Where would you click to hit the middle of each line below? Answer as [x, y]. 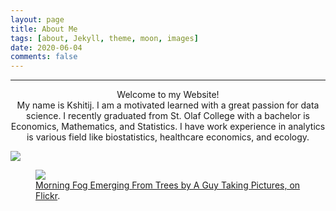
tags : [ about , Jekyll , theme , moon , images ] [104, 38]
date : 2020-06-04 [46, 47]
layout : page [37, 19]
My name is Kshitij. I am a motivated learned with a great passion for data [168, 105]
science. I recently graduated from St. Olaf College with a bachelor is [168, 116]
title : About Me [44, 29]
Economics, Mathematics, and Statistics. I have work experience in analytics [168, 127]
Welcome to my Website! [168, 95]
